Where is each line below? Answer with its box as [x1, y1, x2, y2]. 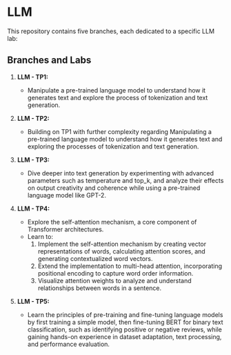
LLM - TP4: [17, 204, 50, 213]
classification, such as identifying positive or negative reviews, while [27, 325, 223, 334]
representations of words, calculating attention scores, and [37, 247, 205, 256]
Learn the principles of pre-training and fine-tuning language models [27, 310, 223, 318]
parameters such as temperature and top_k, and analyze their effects [27, 176, 224, 184]
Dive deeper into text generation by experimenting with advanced [27, 169, 214, 177]
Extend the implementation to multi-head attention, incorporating [37, 262, 223, 270]
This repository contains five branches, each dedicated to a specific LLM [7, 27, 215, 35]
